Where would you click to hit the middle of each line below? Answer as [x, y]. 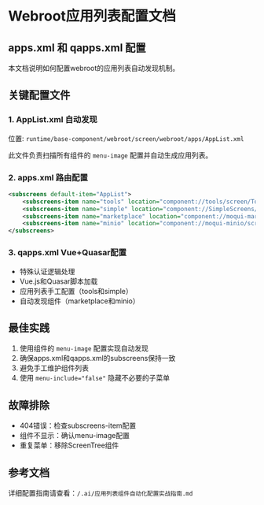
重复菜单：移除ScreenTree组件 [69, 445]
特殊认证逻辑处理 [47, 271]
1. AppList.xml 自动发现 [53, 120]
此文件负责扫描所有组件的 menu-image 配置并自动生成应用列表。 [110, 155]
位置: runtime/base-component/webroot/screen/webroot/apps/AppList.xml [126, 138]
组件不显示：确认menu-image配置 [74, 436]
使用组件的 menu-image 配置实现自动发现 [84, 348]
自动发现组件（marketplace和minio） [79, 301]
